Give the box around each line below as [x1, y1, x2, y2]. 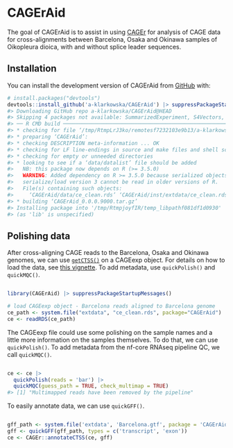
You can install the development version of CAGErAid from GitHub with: [7, 81, 211, 90]
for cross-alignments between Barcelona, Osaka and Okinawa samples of [7, 35, 218, 43]
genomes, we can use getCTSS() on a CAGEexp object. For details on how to [7, 256, 225, 265]
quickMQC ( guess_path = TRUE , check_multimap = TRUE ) [13, 383, 169, 390]
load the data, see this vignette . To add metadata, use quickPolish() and [7, 263, 216, 272]
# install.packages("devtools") [7, 94, 101, 101]
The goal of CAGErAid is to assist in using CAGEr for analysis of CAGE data [7, 28, 221, 36]
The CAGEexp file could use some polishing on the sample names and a [7, 328, 213, 336]
